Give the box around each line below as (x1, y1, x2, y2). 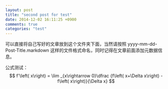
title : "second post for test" (5, 12, 72, 17)
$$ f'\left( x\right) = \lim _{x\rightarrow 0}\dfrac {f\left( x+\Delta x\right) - (9, 73, 163, 79)
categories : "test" (5, 26, 47, 32)
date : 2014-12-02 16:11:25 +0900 (5, 17, 77, 22)
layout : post (5, 7, 33, 13)
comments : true (5, 21, 38, 27)
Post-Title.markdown (5, 47, 50, 53)
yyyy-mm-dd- (127, 41, 157, 47)
